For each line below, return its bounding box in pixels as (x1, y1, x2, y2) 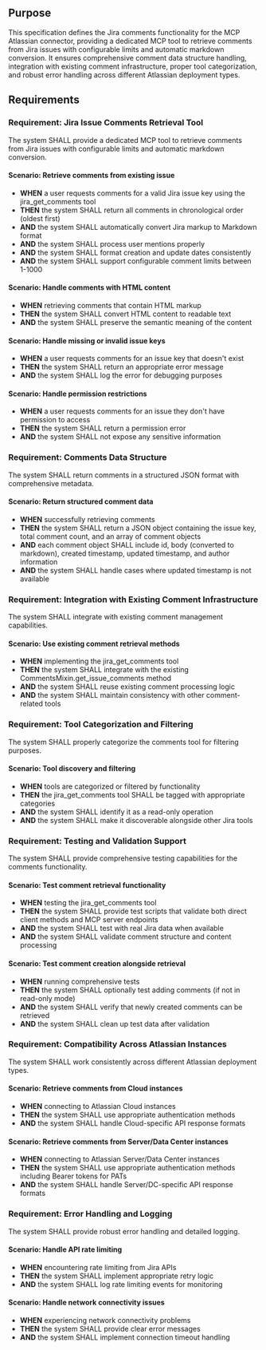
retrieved (19, 1010, 50, 1020)
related (19, 699, 44, 709)
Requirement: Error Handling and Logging (8, 1209, 173, 1220)
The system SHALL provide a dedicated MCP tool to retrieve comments (8, 135, 243, 145)
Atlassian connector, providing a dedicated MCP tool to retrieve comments (8, 36, 252, 46)
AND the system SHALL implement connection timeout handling (19, 1332, 231, 1342)
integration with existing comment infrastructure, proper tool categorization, (8, 61, 257, 71)
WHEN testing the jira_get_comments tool (19, 898, 157, 908)
